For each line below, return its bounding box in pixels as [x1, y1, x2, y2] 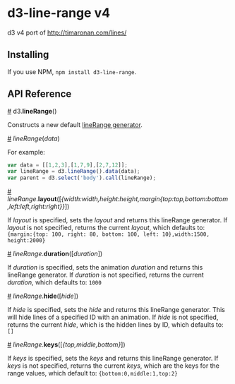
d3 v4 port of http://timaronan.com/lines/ [7, 28, 127, 37]
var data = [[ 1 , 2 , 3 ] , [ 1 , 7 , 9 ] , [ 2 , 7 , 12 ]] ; [7, 161, 128, 169]
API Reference [7, 88, 72, 100]
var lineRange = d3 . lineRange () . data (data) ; [7, 168, 140, 175]
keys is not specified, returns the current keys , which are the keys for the [7, 361, 220, 370]
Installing [7, 49, 49, 61]
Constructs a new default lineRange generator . [7, 120, 143, 128]
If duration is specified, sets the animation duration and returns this [7, 263, 203, 272]
